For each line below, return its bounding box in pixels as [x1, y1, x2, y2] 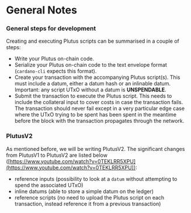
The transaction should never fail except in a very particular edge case [14, 105, 185, 112]
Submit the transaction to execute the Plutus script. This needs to [14, 92, 172, 99]
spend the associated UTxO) [14, 181, 84, 188]
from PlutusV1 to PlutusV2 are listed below [6, 152, 108, 159]
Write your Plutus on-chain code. [14, 55, 95, 62]
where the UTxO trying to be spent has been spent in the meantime [14, 111, 177, 118]
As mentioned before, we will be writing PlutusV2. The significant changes [6, 145, 185, 152]
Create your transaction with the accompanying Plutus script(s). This [14, 74, 180, 81]
